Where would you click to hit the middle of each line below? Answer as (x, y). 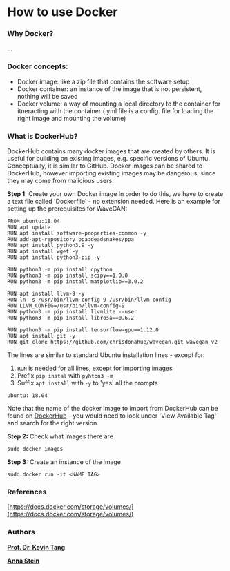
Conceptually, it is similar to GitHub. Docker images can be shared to (105, 166)
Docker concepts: (38, 66)
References (27, 492)
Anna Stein (23, 561)
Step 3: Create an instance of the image (64, 462)
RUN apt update (29, 228)
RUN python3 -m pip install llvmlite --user (72, 312)
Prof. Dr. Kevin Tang (36, 547)
